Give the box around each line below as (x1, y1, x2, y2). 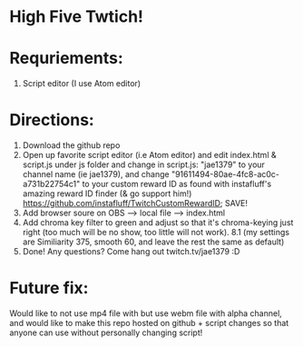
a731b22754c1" (22, 179, 81, 190)
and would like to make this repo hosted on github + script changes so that (9, 318, 289, 328)
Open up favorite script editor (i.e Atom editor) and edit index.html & (22, 150, 277, 161)
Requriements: (9, 48, 124, 69)
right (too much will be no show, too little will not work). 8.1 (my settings (22, 227, 290, 238)
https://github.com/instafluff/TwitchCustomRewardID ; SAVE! (22, 198, 248, 209)
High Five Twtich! (9, 6, 143, 27)
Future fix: (9, 278, 89, 299)
